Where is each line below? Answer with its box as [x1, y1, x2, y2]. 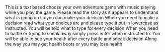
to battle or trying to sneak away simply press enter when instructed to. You [5, 31, 161, 36]
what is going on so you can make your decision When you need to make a [5, 15, 159, 20]
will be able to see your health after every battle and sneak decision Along [5, 36, 157, 42]
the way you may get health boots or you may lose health [5, 41, 123, 47]
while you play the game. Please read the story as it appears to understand [5, 9, 159, 15]
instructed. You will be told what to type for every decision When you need [5, 25, 158, 31]
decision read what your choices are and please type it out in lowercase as [5, 20, 159, 26]
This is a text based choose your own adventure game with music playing [5, 4, 156, 10]
